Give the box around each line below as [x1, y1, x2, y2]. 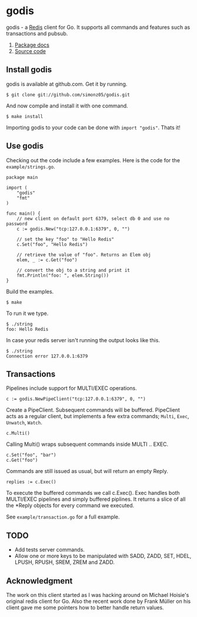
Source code [14, 47, 46, 54]
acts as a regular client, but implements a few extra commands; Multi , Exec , [6, 413, 189, 420]
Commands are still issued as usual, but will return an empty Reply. [6, 468, 169, 475]
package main [6, 174, 38, 180]
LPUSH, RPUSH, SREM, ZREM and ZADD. [14, 559, 115, 566]
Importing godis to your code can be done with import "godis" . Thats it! [6, 124, 181, 131]
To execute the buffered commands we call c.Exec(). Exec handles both [6, 490, 181, 497]
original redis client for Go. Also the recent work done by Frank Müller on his [6, 598, 191, 605]
